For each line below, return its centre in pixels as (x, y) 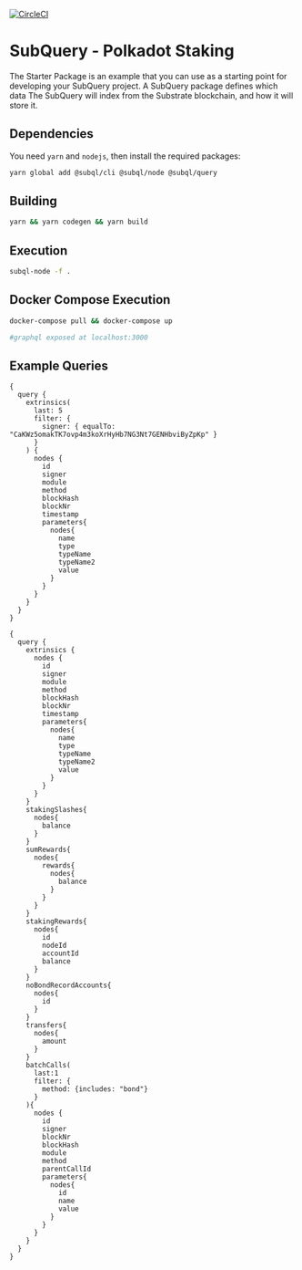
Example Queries (59, 365)
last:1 (46, 1073)
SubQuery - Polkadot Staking (122, 51)
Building (33, 201)
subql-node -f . (40, 272)
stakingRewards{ (57, 921)
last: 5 (48, 411)
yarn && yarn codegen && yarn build (79, 222)
